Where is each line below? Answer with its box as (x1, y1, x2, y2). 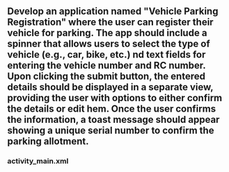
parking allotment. (7, 135, 89, 148)
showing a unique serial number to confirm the (7, 125, 214, 137)
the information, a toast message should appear (7, 114, 220, 126)
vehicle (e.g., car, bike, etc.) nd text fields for (7, 49, 206, 61)
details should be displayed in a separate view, (7, 81, 214, 93)
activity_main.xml (7, 156, 69, 166)
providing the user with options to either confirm (7, 92, 223, 104)
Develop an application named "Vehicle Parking (7, 6, 219, 17)
